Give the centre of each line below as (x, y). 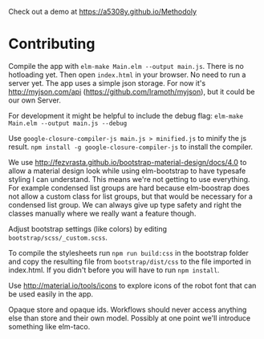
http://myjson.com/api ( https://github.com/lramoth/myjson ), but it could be (132, 91)
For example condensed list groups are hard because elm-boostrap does (129, 188)
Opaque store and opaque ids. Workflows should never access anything (128, 309)
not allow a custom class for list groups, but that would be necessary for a (130, 196)
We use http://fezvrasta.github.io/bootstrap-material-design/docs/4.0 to (128, 162)
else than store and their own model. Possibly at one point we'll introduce (130, 318)
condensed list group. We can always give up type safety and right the (125, 204)
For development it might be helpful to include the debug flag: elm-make (126, 115)
